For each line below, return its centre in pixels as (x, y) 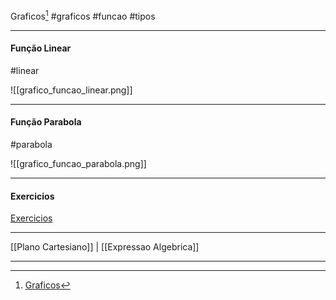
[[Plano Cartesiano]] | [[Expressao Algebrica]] (105, 247)
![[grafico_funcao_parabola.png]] (78, 164)
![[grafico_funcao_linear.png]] (71, 90)
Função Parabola (46, 122)
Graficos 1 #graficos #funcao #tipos (83, 15)
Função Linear (41, 48)
